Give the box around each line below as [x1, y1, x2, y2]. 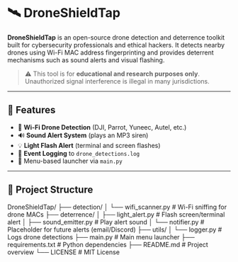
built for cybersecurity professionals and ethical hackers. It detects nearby [7, 40, 225, 49]
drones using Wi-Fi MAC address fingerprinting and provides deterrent [7, 48, 214, 57]
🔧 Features [7, 104, 56, 116]
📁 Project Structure [7, 184, 93, 196]
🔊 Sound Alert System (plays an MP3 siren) [17, 131, 149, 139]
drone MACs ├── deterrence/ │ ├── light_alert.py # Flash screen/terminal [7, 210, 225, 219]
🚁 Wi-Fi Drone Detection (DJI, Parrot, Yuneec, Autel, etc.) [17, 123, 187, 131]
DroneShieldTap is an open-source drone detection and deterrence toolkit [7, 33, 225, 42]
